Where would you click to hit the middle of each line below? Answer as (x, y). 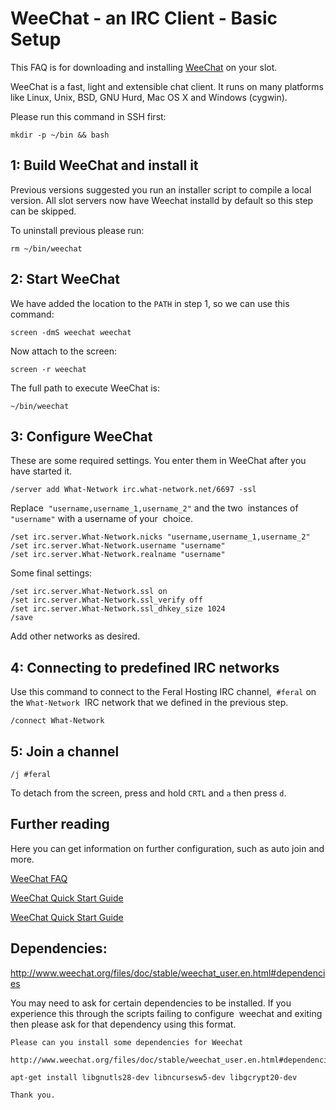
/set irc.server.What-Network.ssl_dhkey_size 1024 (118, 609)
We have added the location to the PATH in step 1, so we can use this (150, 303)
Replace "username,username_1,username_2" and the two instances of (154, 508)
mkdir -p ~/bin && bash (60, 135)
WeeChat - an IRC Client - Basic (144, 18)
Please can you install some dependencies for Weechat (127, 1042)
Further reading (60, 824)
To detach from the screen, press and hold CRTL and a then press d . (148, 793)
